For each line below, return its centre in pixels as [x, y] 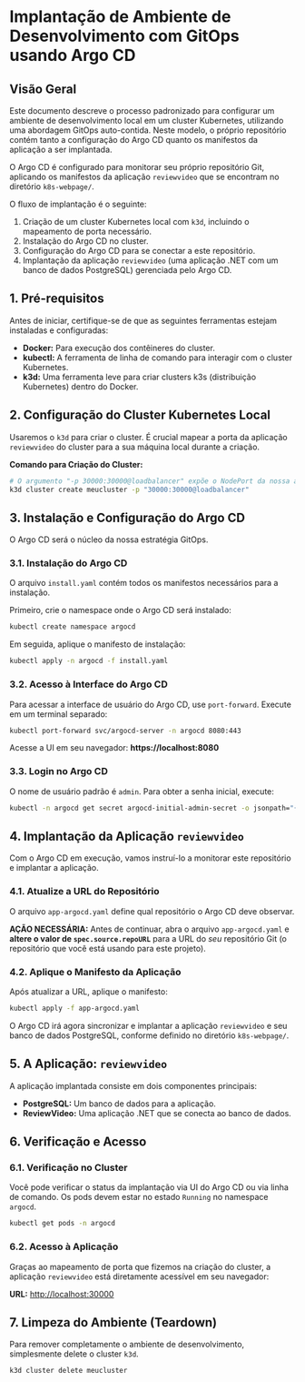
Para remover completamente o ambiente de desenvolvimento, [127, 1345]
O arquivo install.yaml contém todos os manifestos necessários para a [144, 583]
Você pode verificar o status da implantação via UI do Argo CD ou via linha [149, 1187]
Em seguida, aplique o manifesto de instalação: [98, 644]
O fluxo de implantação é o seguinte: [78, 204]
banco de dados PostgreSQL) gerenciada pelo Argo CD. [127, 270]
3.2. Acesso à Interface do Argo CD [89, 684]
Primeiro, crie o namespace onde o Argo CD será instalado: [120, 610]
